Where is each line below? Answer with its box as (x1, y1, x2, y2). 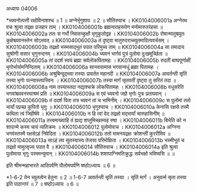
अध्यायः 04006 (6, 5, 38, 12)
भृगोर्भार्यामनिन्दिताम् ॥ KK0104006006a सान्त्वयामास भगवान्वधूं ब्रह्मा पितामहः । (6, 63, 159, 70)
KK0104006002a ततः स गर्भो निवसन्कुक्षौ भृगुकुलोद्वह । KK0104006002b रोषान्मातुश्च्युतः (6, 30, 185, 37)
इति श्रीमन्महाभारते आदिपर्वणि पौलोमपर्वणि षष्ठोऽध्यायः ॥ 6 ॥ (6, 162, 115, 169)
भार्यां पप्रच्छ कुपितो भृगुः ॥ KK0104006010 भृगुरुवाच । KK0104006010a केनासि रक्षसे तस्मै (6, 104, 189, 110)
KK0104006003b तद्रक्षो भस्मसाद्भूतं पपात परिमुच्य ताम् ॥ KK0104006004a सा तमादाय (6, 44, 185, 50)
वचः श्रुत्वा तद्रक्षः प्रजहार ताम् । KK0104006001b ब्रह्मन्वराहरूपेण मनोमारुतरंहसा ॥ (6, 24, 163, 30)
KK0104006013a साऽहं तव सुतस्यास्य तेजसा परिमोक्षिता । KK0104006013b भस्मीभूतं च (6, 137, 185, 144)
